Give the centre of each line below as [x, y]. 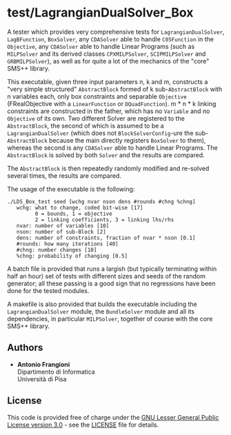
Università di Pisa [42, 379]
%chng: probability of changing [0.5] [72, 256]
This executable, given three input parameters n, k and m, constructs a [108, 81]
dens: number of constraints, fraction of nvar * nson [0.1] [106, 238]
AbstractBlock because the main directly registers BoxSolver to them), [107, 140]
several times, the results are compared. [64, 175]
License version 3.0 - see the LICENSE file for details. [83, 425]
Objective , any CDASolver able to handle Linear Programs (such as [101, 46]
